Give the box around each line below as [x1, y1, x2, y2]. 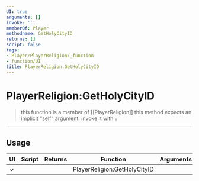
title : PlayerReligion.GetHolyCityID [6, 63, 99, 70]
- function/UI [6, 58, 41, 64]
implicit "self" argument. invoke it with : [20, 115, 118, 122]
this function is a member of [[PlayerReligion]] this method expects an [20, 109, 192, 116]
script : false [6, 42, 41, 48]
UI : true [6, 8, 28, 15]
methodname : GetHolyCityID [6, 31, 73, 37]
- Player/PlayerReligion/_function [6, 53, 94, 59]
